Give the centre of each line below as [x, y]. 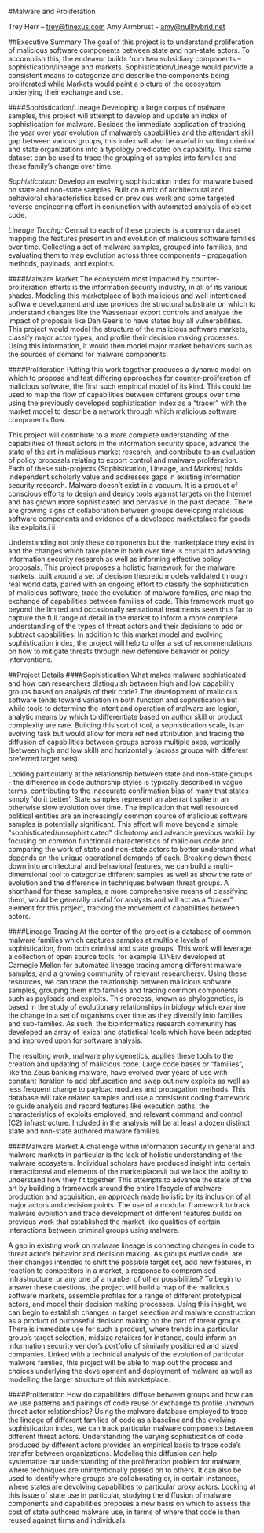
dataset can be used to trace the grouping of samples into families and [123, 158]
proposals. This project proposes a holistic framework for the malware [122, 567]
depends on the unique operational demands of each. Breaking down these [130, 858]
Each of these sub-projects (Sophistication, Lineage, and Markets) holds [125, 469]
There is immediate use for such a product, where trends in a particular [123, 1329]
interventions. [30, 660]
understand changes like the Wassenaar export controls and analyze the [125, 312]
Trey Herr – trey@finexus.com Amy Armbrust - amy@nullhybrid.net [117, 26]
